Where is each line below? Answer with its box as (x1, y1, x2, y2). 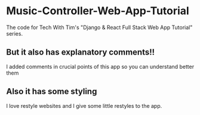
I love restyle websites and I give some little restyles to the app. (6, 102, 162, 109)
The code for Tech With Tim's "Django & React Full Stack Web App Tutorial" (6, 24, 193, 31)
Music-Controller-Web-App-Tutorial (6, 4, 189, 18)
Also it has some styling (6, 87, 97, 97)
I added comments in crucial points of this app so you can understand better (6, 63, 195, 70)
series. (6, 30, 23, 37)
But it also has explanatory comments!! (6, 47, 155, 57)
